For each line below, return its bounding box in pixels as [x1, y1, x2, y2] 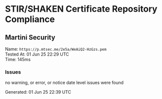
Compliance [5, 14, 55, 25]
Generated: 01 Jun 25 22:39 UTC [5, 89, 72, 95]
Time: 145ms [5, 57, 31, 62]
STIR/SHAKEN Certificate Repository [5, 3, 158, 15]
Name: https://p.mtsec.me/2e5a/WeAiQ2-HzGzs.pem [5, 46, 107, 52]
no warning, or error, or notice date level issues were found [5, 79, 124, 86]
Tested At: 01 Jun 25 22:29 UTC [5, 51, 69, 57]
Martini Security [5, 33, 55, 41]
